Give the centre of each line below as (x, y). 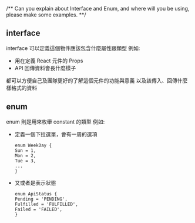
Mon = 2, (25, 155)
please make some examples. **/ (46, 15)
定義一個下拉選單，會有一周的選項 (56, 134)
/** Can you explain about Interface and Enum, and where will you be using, (98, 9)
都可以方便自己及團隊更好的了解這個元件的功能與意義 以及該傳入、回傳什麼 (97, 80)
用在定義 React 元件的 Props (49, 61)
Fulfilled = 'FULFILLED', (46, 204)
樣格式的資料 (21, 88)
